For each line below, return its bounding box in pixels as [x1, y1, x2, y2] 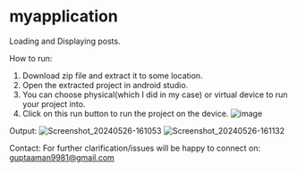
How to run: [9, 53, 53, 63]
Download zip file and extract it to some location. [21, 70, 203, 81]
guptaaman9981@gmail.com [9, 152, 115, 162]
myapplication [9, 6, 118, 27]
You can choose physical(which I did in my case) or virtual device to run [21, 89, 288, 100]
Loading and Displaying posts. [9, 36, 121, 46]
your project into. [21, 98, 86, 109]
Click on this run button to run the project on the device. [21, 108, 229, 119]
